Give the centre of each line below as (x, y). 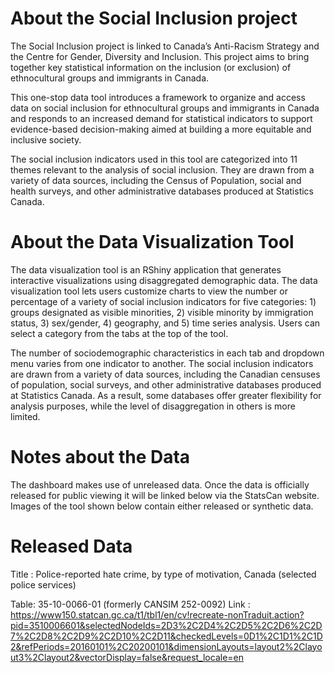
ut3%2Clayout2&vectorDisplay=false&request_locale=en (127, 657)
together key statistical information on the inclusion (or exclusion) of (151, 67)
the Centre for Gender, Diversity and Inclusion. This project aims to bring (160, 56)
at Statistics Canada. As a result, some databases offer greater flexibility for (166, 395)
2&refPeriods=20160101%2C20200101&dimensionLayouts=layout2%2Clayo (166, 646)
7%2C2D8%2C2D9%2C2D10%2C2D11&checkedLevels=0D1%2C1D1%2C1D (166, 636)
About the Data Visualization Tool (152, 242)
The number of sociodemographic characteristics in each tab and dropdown (167, 353)
